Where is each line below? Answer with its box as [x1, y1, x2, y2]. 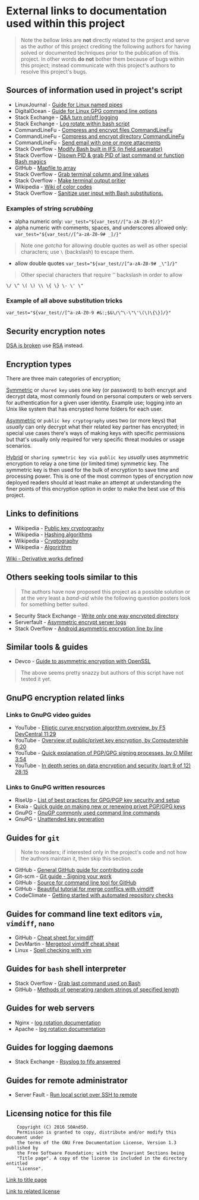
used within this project [6, 17, 125, 30]
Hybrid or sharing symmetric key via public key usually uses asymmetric [6, 453, 189, 461]
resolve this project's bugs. [20, 68, 88, 75]
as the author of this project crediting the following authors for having [20, 43, 191, 50]
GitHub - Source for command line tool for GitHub [14, 879, 137, 886]
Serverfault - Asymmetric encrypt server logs [14, 618, 127, 625]
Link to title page [6, 1176, 48, 1183]
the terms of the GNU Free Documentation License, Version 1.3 [17, 1140, 177, 1146]
